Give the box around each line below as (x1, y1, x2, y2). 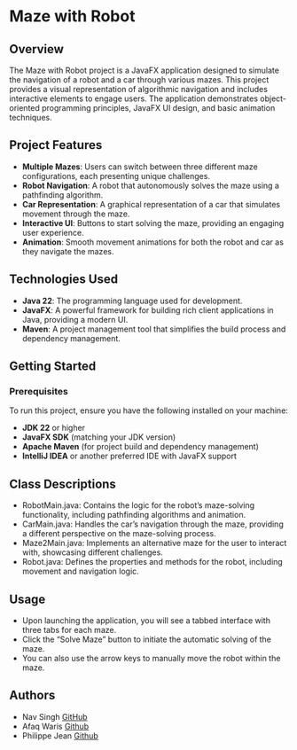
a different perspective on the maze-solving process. (21, 528, 216, 539)
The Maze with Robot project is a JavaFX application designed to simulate (9, 65, 279, 75)
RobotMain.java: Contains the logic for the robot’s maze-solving (21, 500, 255, 511)
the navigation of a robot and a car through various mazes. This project (9, 74, 270, 85)
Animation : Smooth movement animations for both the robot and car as (21, 237, 284, 247)
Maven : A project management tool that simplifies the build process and (21, 324, 286, 334)
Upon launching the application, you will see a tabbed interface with (21, 614, 270, 626)
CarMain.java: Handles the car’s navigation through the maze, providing (21, 519, 284, 529)
